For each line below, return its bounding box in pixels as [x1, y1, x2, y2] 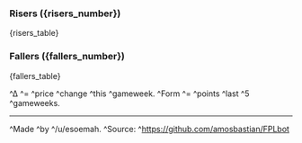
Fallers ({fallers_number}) [9, 50, 126, 63]
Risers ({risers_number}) [9, 7, 121, 20]
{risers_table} [9, 28, 59, 39]
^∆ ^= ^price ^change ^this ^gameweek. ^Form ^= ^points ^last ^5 [9, 88, 250, 99]
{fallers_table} [9, 70, 61, 81]
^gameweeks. [9, 97, 60, 108]
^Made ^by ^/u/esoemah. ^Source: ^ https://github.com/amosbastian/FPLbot [9, 123, 290, 134]
